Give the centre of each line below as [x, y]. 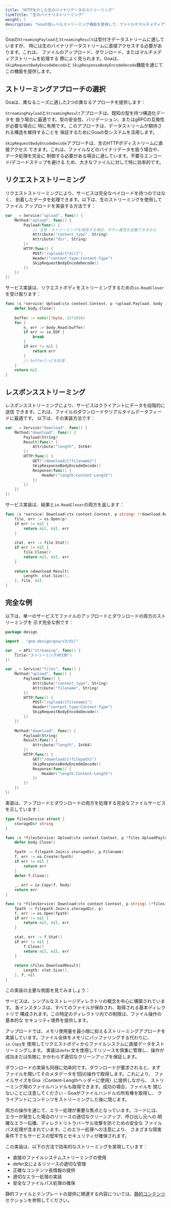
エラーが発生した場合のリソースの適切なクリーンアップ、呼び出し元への [81, 1117]
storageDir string [34, 824]
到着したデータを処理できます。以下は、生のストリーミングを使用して [89, 199]
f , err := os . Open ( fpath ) [42, 913]
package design [21, 632]
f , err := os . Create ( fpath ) [44, 857]
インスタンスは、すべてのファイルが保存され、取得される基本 [84, 1007]
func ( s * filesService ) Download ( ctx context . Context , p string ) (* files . [86, 904]
